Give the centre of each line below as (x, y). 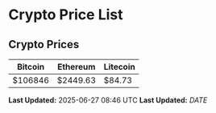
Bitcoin (31, 67)
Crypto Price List (66, 15)
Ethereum (77, 67)
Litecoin (119, 67)
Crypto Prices (44, 44)
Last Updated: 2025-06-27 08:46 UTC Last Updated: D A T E (108, 100)
